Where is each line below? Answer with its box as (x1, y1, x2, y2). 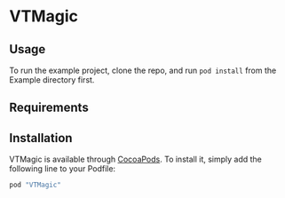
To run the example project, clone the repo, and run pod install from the (9, 65, 277, 75)
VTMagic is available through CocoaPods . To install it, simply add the (9, 154, 262, 165)
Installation (9, 131, 73, 146)
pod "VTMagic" (9, 180, 62, 190)
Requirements (9, 100, 89, 115)
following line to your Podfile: (9, 163, 116, 174)
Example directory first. (9, 75, 95, 85)
